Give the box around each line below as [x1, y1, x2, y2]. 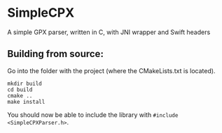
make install [7, 98, 46, 105]
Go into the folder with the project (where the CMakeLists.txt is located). [7, 66, 216, 75]
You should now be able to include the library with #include [7, 110, 179, 119]
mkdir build [7, 80, 42, 87]
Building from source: [7, 48, 104, 60]
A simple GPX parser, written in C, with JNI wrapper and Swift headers [7, 28, 211, 36]
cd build [7, 86, 33, 93]
